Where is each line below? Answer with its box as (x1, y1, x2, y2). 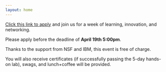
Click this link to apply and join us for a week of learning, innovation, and (5, 21, 157, 27)
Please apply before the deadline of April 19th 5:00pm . (5, 36, 121, 42)
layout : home (5, 7, 33, 13)
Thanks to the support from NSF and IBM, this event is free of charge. (5, 46, 151, 52)
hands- (146, 56, 161, 62)
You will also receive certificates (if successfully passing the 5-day (5, 56, 145, 62)
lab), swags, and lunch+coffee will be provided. (12, 61, 111, 67)
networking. (5, 26, 30, 33)
